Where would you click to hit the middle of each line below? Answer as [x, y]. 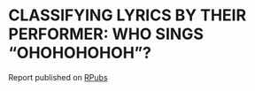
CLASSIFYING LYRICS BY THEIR [127, 15]
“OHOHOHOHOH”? [80, 53]
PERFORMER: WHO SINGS [106, 34]
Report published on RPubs [58, 77]
